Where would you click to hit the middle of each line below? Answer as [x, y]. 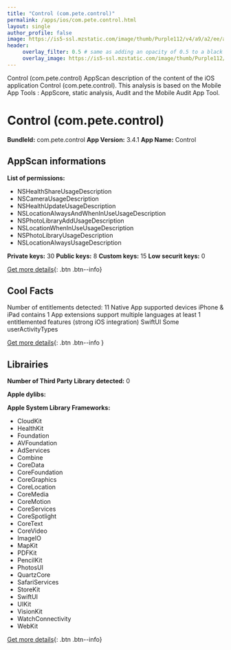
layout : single [29, 26]
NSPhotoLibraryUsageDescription [65, 235]
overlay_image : [44, 59]
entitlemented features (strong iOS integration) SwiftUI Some [93, 322]
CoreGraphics [37, 480]
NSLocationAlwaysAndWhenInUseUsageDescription [91, 213]
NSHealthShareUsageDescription [64, 191]
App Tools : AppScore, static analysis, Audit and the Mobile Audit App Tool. [113, 92]
